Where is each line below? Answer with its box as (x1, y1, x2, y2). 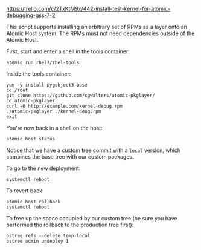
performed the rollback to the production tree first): (6, 221, 134, 228)
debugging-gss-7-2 (6, 12, 56, 19)
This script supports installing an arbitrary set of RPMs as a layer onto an (6, 24, 187, 30)
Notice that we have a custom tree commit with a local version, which (6, 146, 181, 154)
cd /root (6, 87, 28, 93)
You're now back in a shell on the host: (6, 124, 103, 131)
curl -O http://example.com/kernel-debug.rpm (6, 103, 123, 109)
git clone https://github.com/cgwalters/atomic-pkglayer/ (6, 93, 155, 99)
